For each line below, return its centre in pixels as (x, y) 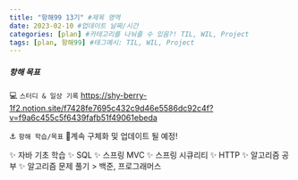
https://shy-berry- (114, 95)
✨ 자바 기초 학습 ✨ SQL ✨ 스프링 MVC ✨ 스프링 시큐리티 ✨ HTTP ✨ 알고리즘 (145, 155)
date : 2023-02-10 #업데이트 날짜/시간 (74, 26)
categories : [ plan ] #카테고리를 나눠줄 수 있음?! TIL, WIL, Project (129, 34)
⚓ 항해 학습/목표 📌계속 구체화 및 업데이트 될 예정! (94, 136)
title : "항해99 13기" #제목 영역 (65, 17)
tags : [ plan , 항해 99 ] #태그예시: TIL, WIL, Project (102, 42)
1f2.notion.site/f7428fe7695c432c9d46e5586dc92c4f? (111, 109)
